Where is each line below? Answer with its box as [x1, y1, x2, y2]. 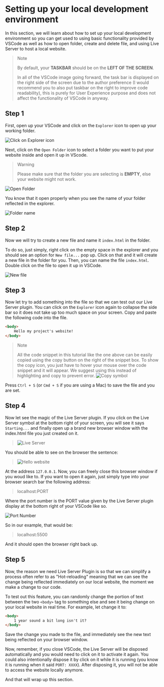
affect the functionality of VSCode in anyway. [17, 95, 109, 101]
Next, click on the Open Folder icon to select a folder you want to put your [5, 146, 154, 153]
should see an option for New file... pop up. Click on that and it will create [5, 252, 158, 258]
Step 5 [5, 555, 26, 564]
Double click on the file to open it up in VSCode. [5, 262, 102, 268]
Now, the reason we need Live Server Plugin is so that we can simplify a [5, 568, 151, 574]
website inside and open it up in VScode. [5, 152, 88, 158]
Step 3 [5, 286, 26, 294]
